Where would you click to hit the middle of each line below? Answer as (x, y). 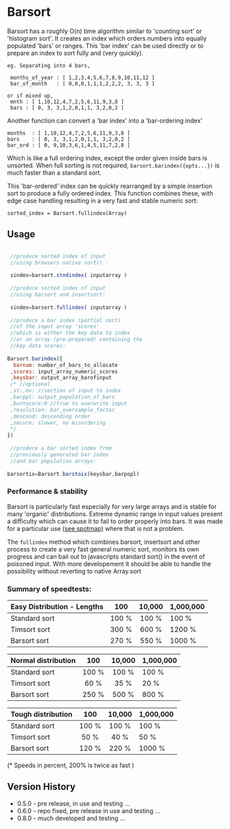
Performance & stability (47, 492)
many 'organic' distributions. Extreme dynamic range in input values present (115, 514)
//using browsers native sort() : (59, 262)
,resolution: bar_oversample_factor (62, 410)
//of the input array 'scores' (55, 327)
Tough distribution (42, 714)
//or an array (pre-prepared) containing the (76, 339)
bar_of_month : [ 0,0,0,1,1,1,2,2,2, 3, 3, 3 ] (82, 83)
